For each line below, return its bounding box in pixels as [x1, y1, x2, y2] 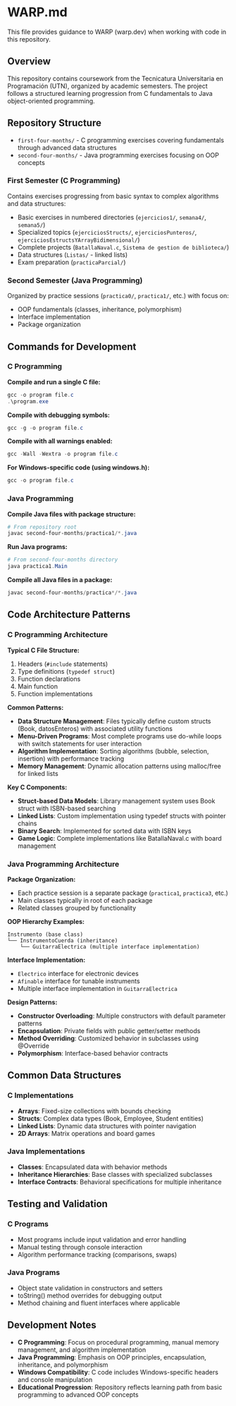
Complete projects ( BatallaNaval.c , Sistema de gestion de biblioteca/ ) [17, 242, 230, 251]
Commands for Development [7, 340, 137, 352]
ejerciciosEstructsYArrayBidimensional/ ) [17, 235, 140, 244]
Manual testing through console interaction [17, 1242, 143, 1251]
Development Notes [7, 1319, 97, 1331]
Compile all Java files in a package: [7, 576, 113, 584]
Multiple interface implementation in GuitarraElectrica [17, 984, 178, 992]
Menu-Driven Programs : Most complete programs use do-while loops [17, 732, 222, 740]
